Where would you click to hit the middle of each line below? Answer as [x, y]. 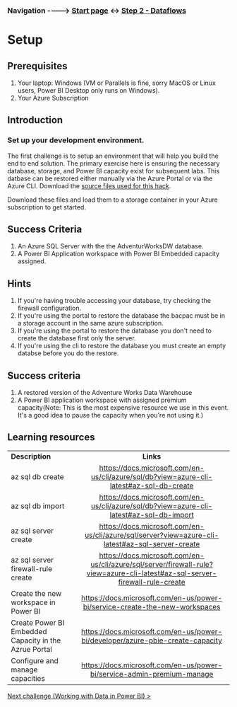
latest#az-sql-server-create [152, 544]
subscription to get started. [47, 207]
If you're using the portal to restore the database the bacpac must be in [121, 316]
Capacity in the [36, 640]
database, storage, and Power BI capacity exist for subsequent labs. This [114, 171]
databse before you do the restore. [68, 353]
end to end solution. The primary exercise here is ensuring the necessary [114, 163]
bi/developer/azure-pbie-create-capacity [151, 640]
